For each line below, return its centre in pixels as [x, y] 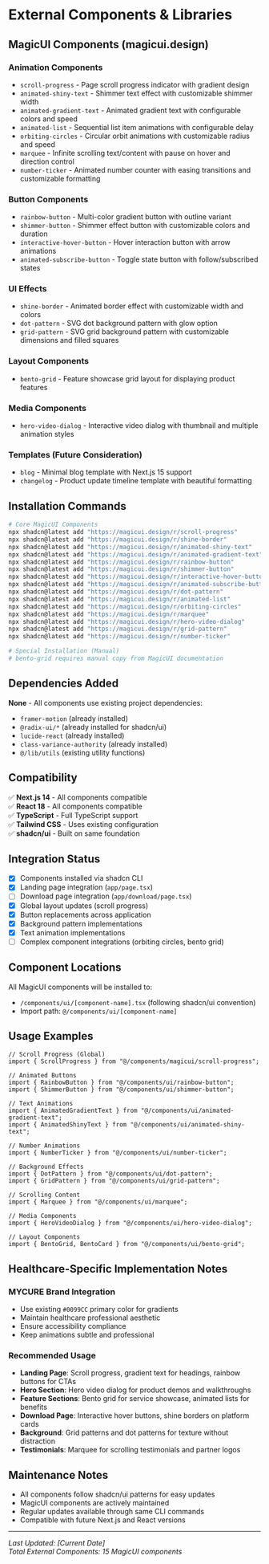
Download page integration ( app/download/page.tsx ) [106, 896]
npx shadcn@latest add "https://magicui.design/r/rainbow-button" [121, 562]
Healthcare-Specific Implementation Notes [118, 1269]
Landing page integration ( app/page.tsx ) [86, 887]
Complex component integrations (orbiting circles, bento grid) [122, 942]
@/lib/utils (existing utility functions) [82, 752]
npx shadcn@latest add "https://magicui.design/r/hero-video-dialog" [127, 621]
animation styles [47, 434]
